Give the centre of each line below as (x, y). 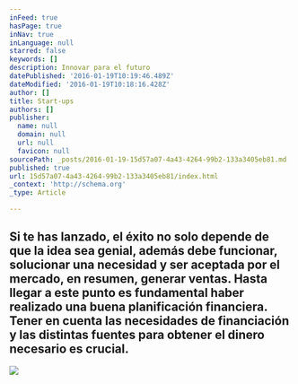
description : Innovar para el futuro (80, 68)
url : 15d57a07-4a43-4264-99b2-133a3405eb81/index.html (114, 176)
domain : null (42, 135)
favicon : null (44, 151)
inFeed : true (34, 17)
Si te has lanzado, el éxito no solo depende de (139, 237)
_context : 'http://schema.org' (68, 185)
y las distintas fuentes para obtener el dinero (137, 335)
